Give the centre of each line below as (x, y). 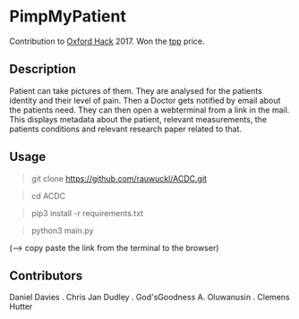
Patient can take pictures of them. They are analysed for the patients (136, 90)
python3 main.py (62, 231)
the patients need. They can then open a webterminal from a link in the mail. (149, 110)
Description (43, 69)
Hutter (21, 306)
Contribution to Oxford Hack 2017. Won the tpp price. (107, 41)
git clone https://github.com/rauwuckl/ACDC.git (119, 178)
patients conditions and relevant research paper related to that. (126, 129)
